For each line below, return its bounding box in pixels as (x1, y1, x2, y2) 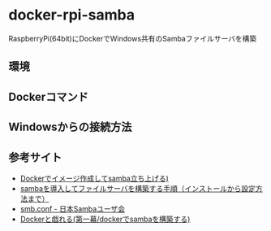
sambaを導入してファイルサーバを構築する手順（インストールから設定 (19, 183, 256, 193)
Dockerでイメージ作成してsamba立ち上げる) (19, 173, 169, 183)
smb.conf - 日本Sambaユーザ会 (19, 203, 126, 213)
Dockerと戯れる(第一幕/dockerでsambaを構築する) (19, 214, 191, 224)
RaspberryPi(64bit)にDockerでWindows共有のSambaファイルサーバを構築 (8, 33, 257, 43)
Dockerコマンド (8, 89, 89, 103)
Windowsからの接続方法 (8, 120, 132, 134)
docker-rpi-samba (8, 6, 135, 24)
